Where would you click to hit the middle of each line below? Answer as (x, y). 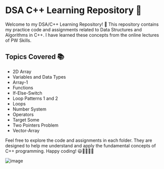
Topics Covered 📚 (35, 57)
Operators (23, 114)
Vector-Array (26, 130)
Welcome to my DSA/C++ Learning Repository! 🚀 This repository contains (82, 24)
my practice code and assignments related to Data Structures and (74, 29)
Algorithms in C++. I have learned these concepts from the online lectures (82, 35)
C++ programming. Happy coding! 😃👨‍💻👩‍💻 (50, 151)
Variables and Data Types (39, 77)
